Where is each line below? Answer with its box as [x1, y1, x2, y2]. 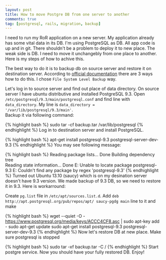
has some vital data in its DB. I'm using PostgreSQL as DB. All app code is [5, 40, 155, 46]
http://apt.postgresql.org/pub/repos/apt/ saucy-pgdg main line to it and [5, 198, 156, 204]
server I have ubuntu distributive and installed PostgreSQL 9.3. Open [5, 91, 145, 97]
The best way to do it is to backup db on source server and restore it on [5, 66, 152, 72]
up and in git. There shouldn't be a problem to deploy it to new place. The [5, 45, 155, 51]
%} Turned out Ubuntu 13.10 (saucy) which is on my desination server [5, 173, 147, 179]
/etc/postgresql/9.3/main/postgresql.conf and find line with [5, 96, 130, 102]
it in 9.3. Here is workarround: [5, 183, 66, 189]
